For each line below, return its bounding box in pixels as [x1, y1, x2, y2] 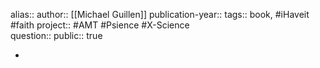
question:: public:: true [10, 30, 103, 41]
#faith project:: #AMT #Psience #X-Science [10, 19, 190, 31]
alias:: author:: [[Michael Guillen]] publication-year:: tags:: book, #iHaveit [10, 9, 310, 20]
